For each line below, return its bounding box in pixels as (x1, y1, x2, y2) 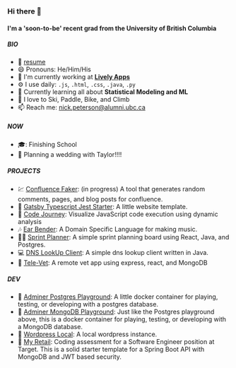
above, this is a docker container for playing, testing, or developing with (17, 315, 227, 324)
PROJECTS (7, 167, 41, 175)
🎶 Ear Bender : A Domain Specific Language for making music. (17, 225, 198, 234)
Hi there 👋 (7, 6, 42, 16)
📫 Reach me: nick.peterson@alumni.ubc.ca (17, 103, 146, 112)
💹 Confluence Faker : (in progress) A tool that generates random (17, 185, 206, 194)
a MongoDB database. (17, 323, 83, 331)
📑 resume (17, 58, 46, 66)
